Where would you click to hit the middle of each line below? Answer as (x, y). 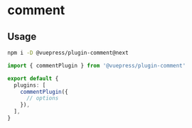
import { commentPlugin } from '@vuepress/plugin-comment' (97, 65)
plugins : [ (30, 85)
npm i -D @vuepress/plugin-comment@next (68, 53)
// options (42, 98)
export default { (33, 78)
